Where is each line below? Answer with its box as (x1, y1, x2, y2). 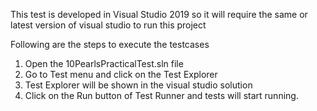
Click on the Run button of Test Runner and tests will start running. (24, 90, 299, 101)
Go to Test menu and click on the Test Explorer (24, 69, 218, 80)
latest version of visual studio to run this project (10, 19, 207, 31)
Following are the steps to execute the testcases (10, 39, 210, 50)
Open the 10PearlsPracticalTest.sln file (24, 58, 184, 69)
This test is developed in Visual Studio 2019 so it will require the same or (10, 9, 308, 20)
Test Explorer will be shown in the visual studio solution (24, 79, 253, 91)
